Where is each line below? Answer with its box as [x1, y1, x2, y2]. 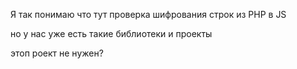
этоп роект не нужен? [10, 47, 104, 59]
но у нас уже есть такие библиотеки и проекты [10, 28, 213, 39]
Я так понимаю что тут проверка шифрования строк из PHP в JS [10, 9, 287, 20]
